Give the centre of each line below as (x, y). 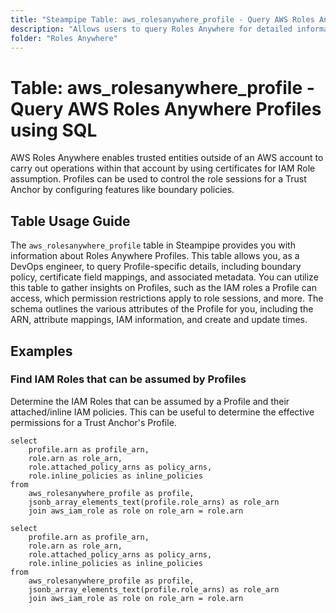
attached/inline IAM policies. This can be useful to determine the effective (162, 412)
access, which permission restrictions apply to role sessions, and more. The (167, 298)
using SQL (54, 130)
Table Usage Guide (70, 221)
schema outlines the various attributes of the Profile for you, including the (162, 309)
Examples (41, 351)
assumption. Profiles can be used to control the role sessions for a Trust (158, 179)
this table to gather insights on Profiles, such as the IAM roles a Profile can (163, 288)
